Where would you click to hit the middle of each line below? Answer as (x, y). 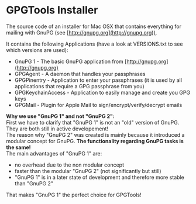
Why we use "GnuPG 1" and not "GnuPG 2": (61, 116)
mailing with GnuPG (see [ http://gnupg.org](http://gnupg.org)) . (82, 32)
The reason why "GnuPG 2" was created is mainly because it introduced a (95, 134)
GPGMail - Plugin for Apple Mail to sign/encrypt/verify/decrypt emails (98, 105)
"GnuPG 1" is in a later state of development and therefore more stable (99, 177)
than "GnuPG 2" (34, 183)
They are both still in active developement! (57, 129)
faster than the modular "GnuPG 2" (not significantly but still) (88, 171)
